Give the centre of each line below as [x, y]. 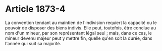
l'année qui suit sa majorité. [33, 43]
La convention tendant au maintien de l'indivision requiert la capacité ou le [81, 23]
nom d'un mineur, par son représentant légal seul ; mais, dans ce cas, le [79, 33]
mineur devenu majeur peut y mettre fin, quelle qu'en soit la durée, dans [79, 38]
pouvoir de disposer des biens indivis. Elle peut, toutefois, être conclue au [81, 27]
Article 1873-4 [35, 9]
